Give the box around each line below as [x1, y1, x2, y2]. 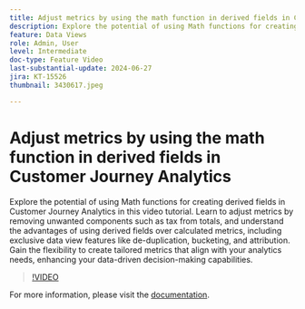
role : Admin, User [9, 38, 79, 48]
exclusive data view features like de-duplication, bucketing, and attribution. [9, 235, 290, 246]
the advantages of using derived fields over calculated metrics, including [9, 225, 282, 236]
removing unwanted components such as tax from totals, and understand [9, 215, 284, 227]
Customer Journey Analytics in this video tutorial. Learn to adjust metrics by [9, 206, 294, 217]
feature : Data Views [9, 30, 88, 39]
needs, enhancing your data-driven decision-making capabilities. [9, 254, 253, 265]
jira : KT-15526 [9, 72, 67, 82]
